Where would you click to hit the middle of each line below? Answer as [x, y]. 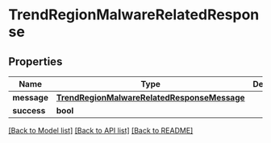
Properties [35, 61]
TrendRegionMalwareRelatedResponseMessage [150, 98]
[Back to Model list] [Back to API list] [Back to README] [101, 131]
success [29, 110]
